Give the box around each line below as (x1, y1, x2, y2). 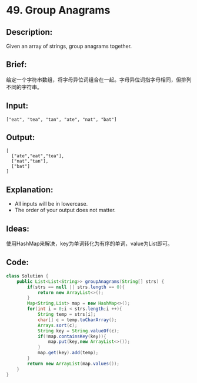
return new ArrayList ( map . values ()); (27, 361, 119, 367)
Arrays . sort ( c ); (37, 322, 78, 328)
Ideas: (6, 223, 29, 233)
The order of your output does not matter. (14, 207, 116, 214)
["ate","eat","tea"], (11, 153, 65, 159)
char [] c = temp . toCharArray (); (37, 316, 117, 323)
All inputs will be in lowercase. (14, 200, 88, 207)
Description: (6, 27, 53, 37)
